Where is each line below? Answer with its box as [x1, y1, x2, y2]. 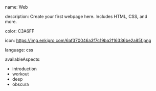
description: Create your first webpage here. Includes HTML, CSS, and [5, 14, 148, 19]
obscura [12, 81, 29, 87]
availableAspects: [5, 56, 41, 62]
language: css [5, 47, 33, 53]
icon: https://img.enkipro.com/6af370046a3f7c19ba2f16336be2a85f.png [5, 37, 152, 43]
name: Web [5, 4, 28, 10]
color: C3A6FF [5, 28, 35, 34]
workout [12, 71, 29, 77]
